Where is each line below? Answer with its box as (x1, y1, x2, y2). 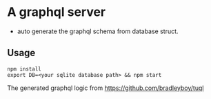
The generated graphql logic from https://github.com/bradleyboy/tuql (7, 84, 204, 92)
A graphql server (7, 4, 106, 20)
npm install (7, 65, 41, 73)
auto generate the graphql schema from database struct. (17, 27, 179, 35)
